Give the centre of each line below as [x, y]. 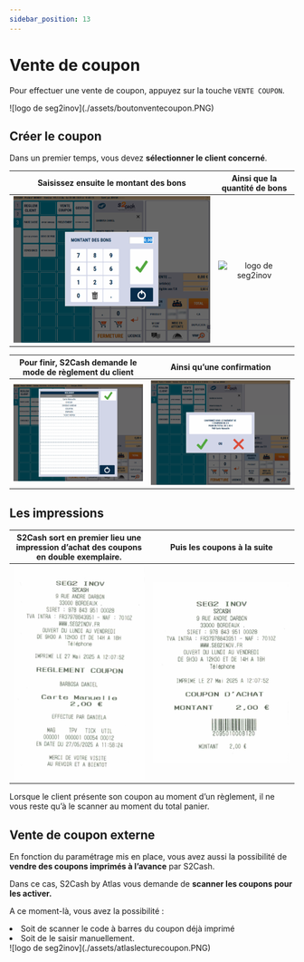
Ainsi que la [254, 178]
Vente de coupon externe [82, 835]
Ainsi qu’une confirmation [221, 367]
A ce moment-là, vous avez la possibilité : [87, 911]
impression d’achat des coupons [79, 547]
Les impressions [57, 513]
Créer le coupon [56, 136]
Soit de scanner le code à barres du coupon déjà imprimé [128, 928]
